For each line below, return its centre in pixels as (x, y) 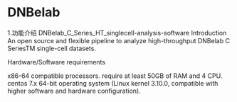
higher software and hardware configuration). (74, 91)
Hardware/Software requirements (56, 62)
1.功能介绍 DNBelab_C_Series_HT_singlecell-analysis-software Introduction (117, 33)
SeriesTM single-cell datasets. (52, 48)
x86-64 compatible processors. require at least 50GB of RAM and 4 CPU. (115, 76)
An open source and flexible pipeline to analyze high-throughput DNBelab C (118, 40)
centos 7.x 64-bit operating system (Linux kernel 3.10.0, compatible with (113, 83)
